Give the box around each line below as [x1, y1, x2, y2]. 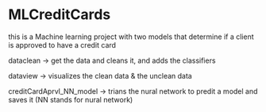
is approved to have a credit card [8, 40, 117, 49]
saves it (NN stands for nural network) [8, 95, 133, 104]
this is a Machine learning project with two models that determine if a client [8, 32, 254, 41]
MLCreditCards [8, 6, 111, 24]
